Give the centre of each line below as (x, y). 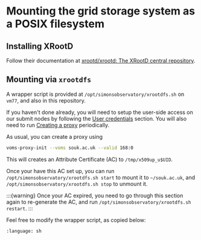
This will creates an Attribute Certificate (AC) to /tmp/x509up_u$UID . (90, 159)
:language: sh (24, 231)
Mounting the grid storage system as (101, 11)
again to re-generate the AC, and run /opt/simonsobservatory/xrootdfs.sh (99, 202)
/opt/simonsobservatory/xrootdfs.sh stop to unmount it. (77, 184)
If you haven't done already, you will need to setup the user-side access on (100, 112)
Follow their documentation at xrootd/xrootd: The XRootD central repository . (101, 61)
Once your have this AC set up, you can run (60, 171)
